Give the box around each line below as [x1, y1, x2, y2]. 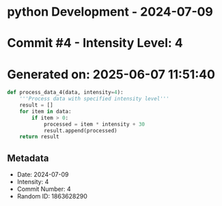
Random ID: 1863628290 [16, 192, 87, 201]
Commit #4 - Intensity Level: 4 [7, 35, 183, 51]
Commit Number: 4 [16, 185, 71, 193]
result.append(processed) [43, 127, 117, 134]
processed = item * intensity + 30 [43, 121, 145, 128]
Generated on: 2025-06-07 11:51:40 [7, 66, 215, 82]
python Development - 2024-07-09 [7, 4, 214, 20]
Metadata [7, 152, 49, 164]
